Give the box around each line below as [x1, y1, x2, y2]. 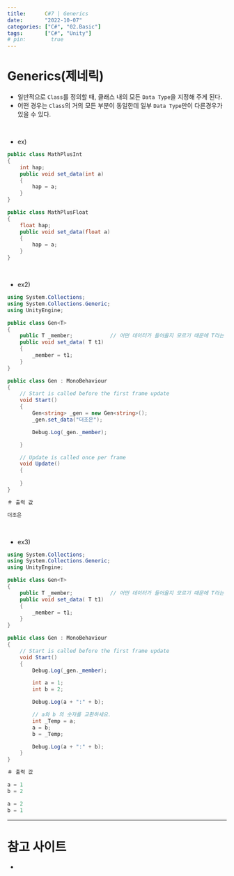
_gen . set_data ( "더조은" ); [32, 416, 103, 423]
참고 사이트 [7, 839, 67, 854]
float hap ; [19, 222, 52, 229]
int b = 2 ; [32, 686, 64, 693]
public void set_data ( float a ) [19, 228, 111, 236]
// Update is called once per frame [19, 454, 127, 461]
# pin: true [7, 36, 64, 43]
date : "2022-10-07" [7, 17, 82, 24]
